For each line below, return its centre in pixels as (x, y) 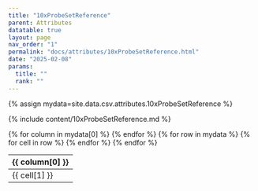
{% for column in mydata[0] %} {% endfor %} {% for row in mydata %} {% (129, 134)
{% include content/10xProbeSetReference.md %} (90, 119)
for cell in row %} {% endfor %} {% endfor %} (83, 142)
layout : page (30, 37)
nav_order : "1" (33, 45)
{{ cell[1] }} (33, 175)
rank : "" (30, 81)
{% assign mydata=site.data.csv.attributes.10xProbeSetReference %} (121, 104)
